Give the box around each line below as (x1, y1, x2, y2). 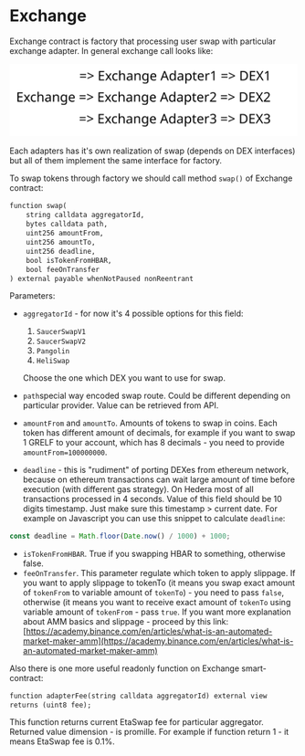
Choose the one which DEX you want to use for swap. (22, 373, 226, 383)
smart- (241, 663, 268, 674)
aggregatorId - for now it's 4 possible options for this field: (22, 308, 244, 320)
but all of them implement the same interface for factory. (9, 155, 222, 166)
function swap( (9, 202, 68, 211)
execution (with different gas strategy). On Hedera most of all (22, 484, 254, 495)
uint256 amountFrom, (26, 229, 104, 238)
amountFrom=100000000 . (22, 446, 108, 457)
